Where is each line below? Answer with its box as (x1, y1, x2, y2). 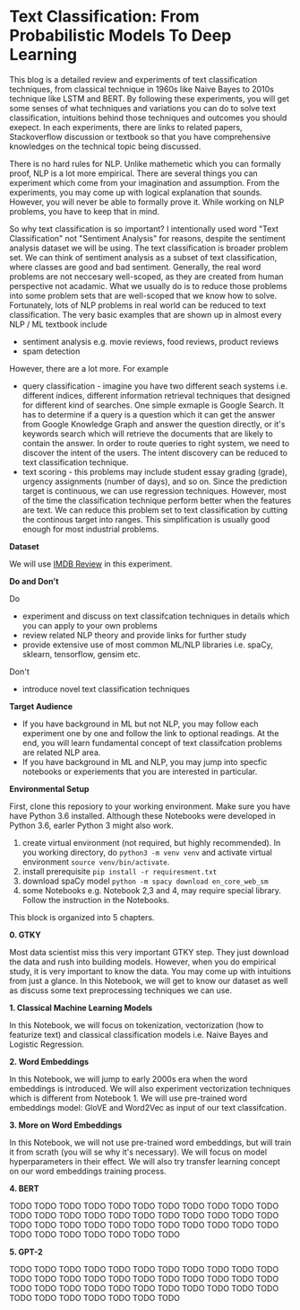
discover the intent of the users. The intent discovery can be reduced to (21, 447, 288, 458)
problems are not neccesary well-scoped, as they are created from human (9, 271, 284, 282)
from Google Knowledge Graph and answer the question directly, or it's (21, 418, 286, 429)
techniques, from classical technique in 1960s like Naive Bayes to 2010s (9, 84, 275, 94)
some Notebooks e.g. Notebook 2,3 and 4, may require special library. (21, 884, 282, 895)
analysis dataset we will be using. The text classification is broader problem (9, 242, 288, 253)
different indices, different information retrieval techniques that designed (21, 390, 291, 400)
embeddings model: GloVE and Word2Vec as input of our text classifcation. (9, 1102, 287, 1112)
